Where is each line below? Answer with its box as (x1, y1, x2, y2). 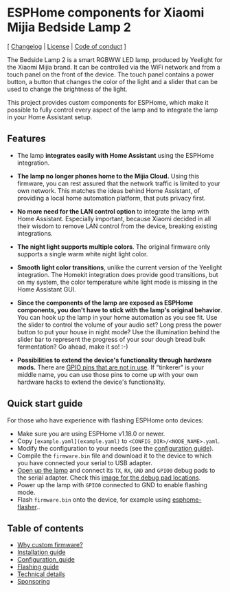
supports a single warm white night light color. (16, 249, 148, 258)
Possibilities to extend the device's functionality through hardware (16, 356, 212, 364)
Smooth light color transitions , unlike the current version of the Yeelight (16, 263, 222, 272)
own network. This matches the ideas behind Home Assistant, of (16, 186, 200, 194)
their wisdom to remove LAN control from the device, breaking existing (16, 222, 218, 230)
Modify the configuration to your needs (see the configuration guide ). (16, 444, 214, 452)
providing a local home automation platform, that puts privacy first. (16, 194, 206, 202)
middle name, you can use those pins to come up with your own (16, 370, 198, 378)
